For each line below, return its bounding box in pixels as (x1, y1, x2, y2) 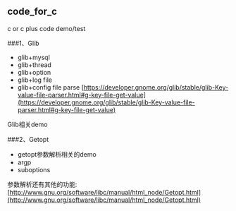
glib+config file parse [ (17, 83, 85, 91)
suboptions (17, 165, 51, 174)
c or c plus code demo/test (7, 24, 86, 32)
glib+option (17, 68, 51, 76)
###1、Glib (7, 39, 40, 47)
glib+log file (17, 76, 53, 84)
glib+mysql (17, 53, 51, 61)
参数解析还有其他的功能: (7, 180, 77, 188)
